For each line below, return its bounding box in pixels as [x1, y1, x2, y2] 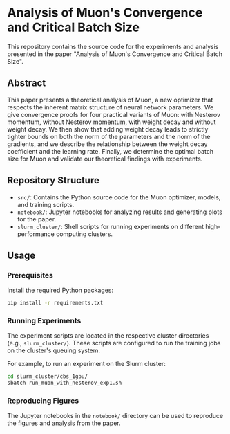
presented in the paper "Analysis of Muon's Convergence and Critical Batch [7, 50, 223, 58]
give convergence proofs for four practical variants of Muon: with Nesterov [7, 110, 221, 118]
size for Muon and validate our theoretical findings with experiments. [7, 154, 203, 163]
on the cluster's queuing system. [7, 346, 101, 354]
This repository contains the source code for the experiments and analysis [7, 42, 219, 51]
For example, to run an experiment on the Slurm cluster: [7, 360, 166, 368]
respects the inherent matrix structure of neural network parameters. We [7, 102, 214, 111]
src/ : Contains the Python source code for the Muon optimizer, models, [17, 192, 221, 201]
